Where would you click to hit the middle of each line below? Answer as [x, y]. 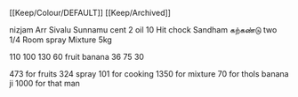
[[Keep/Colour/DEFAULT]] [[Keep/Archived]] [90, 13]
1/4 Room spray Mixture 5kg [61, 40]
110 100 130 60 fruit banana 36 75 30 [77, 57]
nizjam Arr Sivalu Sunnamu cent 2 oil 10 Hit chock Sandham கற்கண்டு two [143, 30]
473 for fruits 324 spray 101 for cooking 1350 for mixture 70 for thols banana [149, 74]
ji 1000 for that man [44, 83]
